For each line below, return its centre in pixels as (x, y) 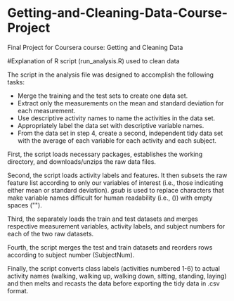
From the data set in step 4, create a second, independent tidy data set (120, 133)
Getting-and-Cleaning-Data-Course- (118, 13)
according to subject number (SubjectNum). (71, 255)
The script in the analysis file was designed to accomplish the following (111, 75)
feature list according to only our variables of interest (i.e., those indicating (115, 182)
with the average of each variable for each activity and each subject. (117, 140)
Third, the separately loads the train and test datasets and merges (103, 219)
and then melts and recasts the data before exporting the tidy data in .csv (113, 283)
